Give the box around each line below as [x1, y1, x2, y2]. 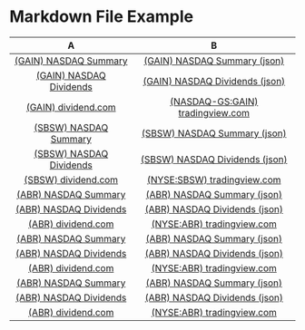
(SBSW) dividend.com [24, 173, 119, 186]
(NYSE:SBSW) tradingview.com [146, 173, 281, 186]
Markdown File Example [9, 6, 193, 27]
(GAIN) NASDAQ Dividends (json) [143, 74, 286, 87]
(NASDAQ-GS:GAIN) [169, 95, 259, 108]
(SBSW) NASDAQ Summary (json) [141, 127, 287, 140]
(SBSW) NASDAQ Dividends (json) [140, 152, 288, 165]
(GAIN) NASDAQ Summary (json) [143, 54, 285, 67]
